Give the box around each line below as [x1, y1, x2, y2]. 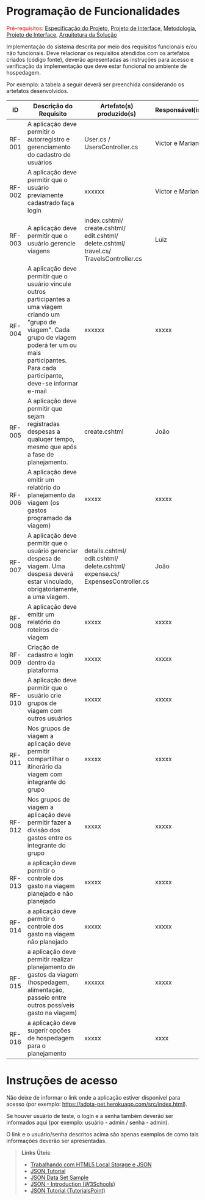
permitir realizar [27, 955, 73, 963]
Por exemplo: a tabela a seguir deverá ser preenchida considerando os [6, 81, 185, 88]
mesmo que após [27, 442, 77, 451]
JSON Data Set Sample [30, 1174, 89, 1181]
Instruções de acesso [6, 1074, 118, 1087]
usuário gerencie [27, 239, 76, 247]
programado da [27, 513, 72, 522]
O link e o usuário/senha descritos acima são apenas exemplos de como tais [6, 1130, 199, 1138]
